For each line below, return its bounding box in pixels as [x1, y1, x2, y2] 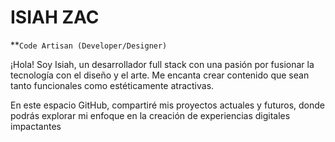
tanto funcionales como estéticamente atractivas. [10, 79, 215, 91]
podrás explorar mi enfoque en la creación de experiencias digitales [10, 109, 291, 121]
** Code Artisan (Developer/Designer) [10, 39, 168, 51]
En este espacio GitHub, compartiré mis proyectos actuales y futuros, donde [10, 99, 326, 111]
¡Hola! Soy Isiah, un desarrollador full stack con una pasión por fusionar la [10, 58, 315, 70]
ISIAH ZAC [10, 6, 100, 29]
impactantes [10, 120, 62, 132]
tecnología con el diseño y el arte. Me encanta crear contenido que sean [10, 69, 310, 81]
